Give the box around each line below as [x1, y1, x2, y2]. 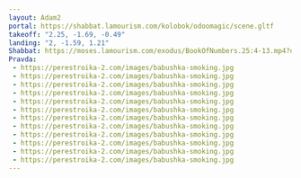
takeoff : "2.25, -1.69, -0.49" [8, 30, 126, 39]
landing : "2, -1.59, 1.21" [8, 38, 110, 48]
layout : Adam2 [8, 13, 62, 22]
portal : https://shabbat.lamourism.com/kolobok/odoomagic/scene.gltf [8, 22, 275, 31]
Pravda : [8, 55, 38, 64]
